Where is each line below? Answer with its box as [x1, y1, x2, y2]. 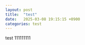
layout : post [5, 7, 33, 12]
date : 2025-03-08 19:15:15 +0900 [5, 16, 80, 21]
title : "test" [5, 12, 37, 17]
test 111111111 [5, 35, 31, 41]
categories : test [5, 21, 42, 26]
